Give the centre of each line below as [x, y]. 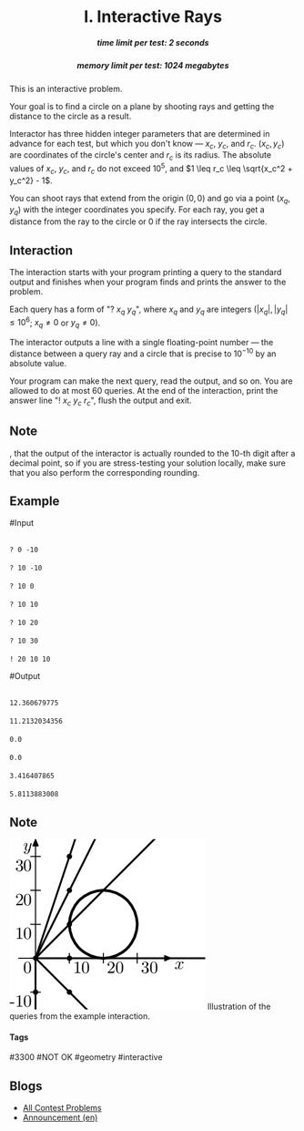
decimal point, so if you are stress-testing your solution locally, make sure [148, 463]
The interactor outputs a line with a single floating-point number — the [142, 343]
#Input [22, 523]
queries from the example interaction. [80, 1016]
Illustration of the [239, 1007]
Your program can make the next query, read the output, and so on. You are [151, 381]
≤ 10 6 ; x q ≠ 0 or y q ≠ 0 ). [55, 323]
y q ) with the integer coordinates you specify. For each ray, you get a [137, 211]
